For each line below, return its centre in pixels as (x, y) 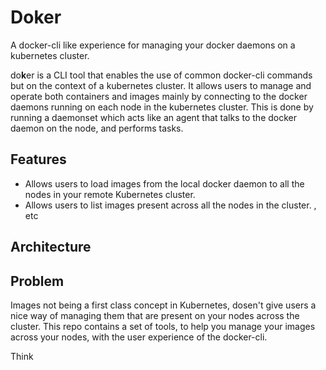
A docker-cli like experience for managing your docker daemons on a (153, 45)
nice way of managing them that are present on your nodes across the (155, 315)
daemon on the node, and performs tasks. (97, 128)
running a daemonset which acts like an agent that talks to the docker (154, 117)
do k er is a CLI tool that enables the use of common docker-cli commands (161, 75)
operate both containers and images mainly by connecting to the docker (159, 96)
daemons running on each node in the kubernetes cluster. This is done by (162, 107)
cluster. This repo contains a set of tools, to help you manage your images (163, 326)
